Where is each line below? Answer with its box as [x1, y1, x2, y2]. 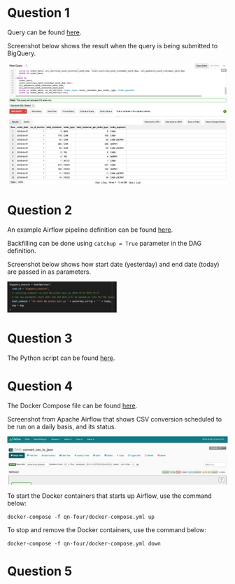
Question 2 [7, 202, 73, 218]
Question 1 [7, 5, 70, 21]
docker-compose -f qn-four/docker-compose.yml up [7, 513, 155, 520]
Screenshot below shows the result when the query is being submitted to [7, 41, 218, 50]
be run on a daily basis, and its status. [7, 422, 117, 431]
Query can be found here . [7, 28, 82, 36]
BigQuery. [7, 49, 36, 57]
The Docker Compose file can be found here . [7, 401, 138, 410]
